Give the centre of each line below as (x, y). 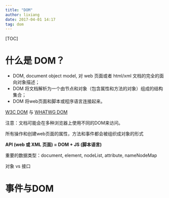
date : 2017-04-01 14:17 (31, 19)
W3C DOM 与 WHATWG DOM (36, 112)
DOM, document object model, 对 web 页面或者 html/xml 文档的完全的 (86, 76)
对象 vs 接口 (18, 166)
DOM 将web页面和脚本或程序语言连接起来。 (59, 101)
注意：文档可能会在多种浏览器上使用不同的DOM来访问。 (64, 123)
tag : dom (15, 24)
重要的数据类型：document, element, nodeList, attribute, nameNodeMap (81, 155)
